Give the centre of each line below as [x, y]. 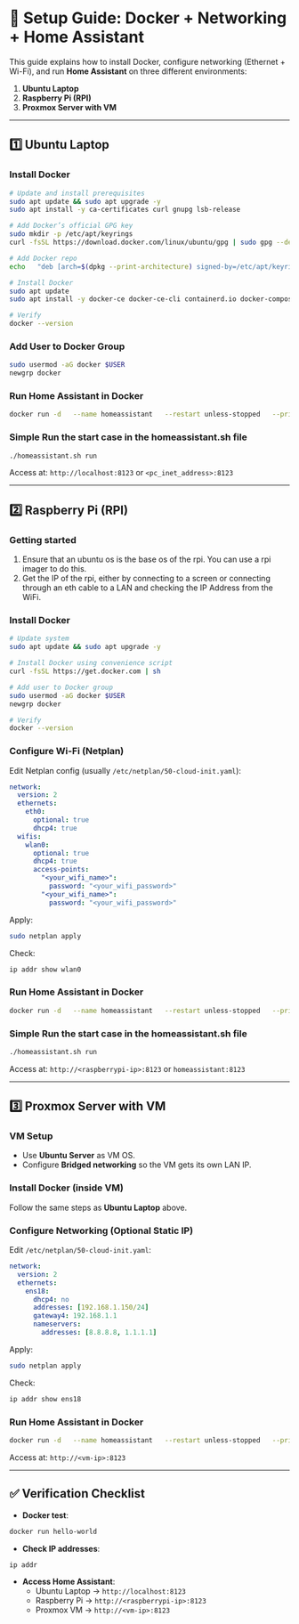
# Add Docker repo [43, 258]
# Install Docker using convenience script [91, 663]
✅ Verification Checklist [77, 1494]
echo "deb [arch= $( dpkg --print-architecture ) [101, 266]
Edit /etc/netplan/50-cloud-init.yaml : [80, 1250]
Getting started [43, 540]
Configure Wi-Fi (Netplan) [67, 751]
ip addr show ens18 [45, 1399]
